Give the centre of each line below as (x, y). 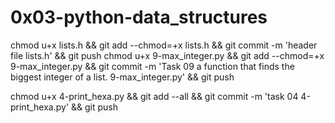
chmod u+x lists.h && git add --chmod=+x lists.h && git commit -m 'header (164, 45)
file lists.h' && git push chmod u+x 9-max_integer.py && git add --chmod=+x (167, 55)
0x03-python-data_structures (139, 17)
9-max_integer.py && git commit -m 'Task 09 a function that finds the (152, 66)
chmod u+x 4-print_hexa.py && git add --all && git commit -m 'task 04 (154, 96)
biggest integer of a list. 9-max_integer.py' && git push (122, 77)
